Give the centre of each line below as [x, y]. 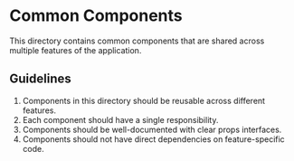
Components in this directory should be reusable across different [143, 100]
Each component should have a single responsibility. [120, 119]
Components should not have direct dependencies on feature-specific [153, 139]
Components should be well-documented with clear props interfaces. [152, 129]
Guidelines [40, 79]
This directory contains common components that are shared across [137, 41]
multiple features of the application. [76, 50]
